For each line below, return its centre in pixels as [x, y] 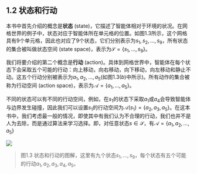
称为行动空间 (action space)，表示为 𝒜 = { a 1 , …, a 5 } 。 [70, 86]
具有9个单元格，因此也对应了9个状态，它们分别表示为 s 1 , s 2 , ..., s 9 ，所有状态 [97, 41]
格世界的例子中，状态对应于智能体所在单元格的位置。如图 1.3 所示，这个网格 [97, 33]
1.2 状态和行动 [32, 11]
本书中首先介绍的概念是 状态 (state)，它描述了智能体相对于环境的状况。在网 [97, 26]
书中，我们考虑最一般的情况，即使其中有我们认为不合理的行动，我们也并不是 [98, 116]
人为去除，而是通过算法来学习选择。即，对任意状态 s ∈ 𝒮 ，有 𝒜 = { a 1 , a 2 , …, [98, 124]
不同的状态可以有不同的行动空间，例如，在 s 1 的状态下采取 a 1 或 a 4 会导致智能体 [98, 100]
